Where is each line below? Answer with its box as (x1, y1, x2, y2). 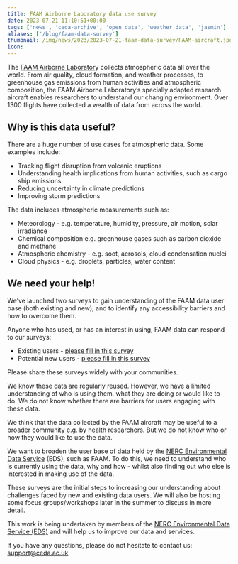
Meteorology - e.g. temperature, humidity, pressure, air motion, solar (17, 219, 218, 227)
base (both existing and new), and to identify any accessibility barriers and (7, 303, 225, 313)
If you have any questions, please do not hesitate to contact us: (7, 541, 193, 549)
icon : (7, 43, 23, 50)
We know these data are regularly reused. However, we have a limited (7, 381, 211, 390)
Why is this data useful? (7, 121, 116, 134)
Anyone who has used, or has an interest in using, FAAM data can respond (7, 325, 225, 334)
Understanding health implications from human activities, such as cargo (17, 168, 228, 178)
